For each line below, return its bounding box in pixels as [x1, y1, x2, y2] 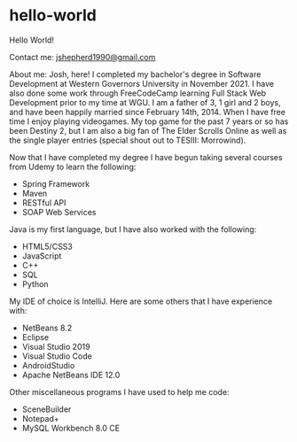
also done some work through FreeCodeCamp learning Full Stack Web [9, 88, 267, 98]
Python [21, 278, 49, 289]
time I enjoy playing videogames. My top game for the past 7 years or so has [9, 116, 289, 127]
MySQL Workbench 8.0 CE [21, 423, 121, 433]
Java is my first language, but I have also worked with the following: [9, 223, 257, 235]
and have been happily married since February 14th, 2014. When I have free [9, 106, 286, 117]
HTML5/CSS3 [21, 241, 73, 252]
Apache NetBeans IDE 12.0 [21, 369, 121, 380]
